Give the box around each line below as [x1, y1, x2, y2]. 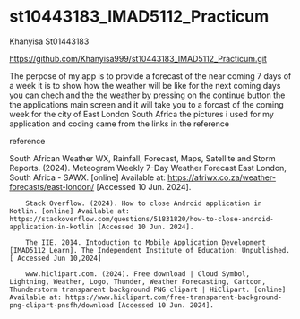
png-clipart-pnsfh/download [9, 300, 115, 310]
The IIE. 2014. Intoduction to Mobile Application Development [25, 237, 267, 247]
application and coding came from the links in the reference [9, 118, 230, 129]
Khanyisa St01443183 [9, 36, 90, 47]
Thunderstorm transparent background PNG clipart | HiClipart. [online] [9, 285, 287, 294]
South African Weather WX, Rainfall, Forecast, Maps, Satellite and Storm [9, 152, 276, 163]
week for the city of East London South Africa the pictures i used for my [9, 108, 275, 119]
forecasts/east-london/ [9, 181, 95, 192]
